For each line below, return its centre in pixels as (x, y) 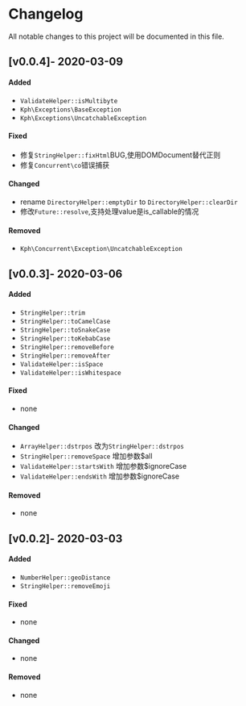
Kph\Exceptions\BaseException (71, 110)
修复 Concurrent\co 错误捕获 (65, 165)
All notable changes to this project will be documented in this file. (117, 36)
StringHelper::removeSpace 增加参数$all (86, 456)
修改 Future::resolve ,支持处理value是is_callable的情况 (109, 211)
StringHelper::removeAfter (65, 356)
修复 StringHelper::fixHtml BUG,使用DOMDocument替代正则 (120, 155)
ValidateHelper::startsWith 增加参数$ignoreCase (103, 466)
